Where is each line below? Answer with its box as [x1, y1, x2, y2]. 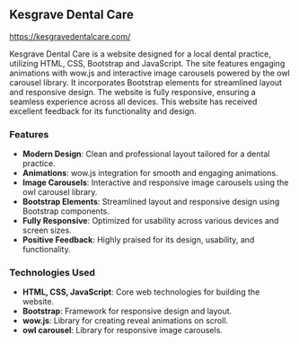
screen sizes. [22, 225, 72, 236]
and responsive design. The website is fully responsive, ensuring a [9, 86, 256, 97]
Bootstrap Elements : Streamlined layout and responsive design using [22, 197, 280, 207]
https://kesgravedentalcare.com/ [9, 31, 131, 41]
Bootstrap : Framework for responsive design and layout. [22, 305, 233, 317]
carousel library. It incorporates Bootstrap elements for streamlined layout [9, 76, 283, 88]
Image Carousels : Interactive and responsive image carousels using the [22, 177, 289, 188]
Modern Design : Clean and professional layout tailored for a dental [22, 148, 270, 160]
